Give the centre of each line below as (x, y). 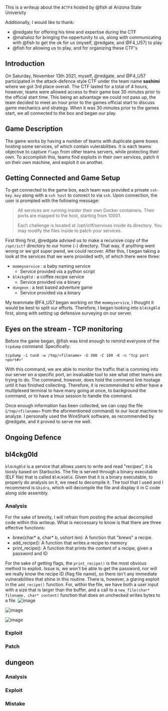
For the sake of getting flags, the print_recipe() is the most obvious (76, 563)
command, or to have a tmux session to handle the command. (69, 396)
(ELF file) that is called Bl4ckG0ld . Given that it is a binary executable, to (79, 477)
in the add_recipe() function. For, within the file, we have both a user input (82, 584)
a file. (11, 600)
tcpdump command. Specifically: (38, 346)
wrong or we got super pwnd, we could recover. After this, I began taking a (82, 251)
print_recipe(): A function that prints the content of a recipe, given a (82, 548)
